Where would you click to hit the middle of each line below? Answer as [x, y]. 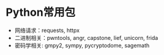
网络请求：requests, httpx [47, 30]
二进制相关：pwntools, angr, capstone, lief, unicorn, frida [86, 37]
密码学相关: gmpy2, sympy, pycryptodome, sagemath [82, 45]
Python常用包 [41, 12]
